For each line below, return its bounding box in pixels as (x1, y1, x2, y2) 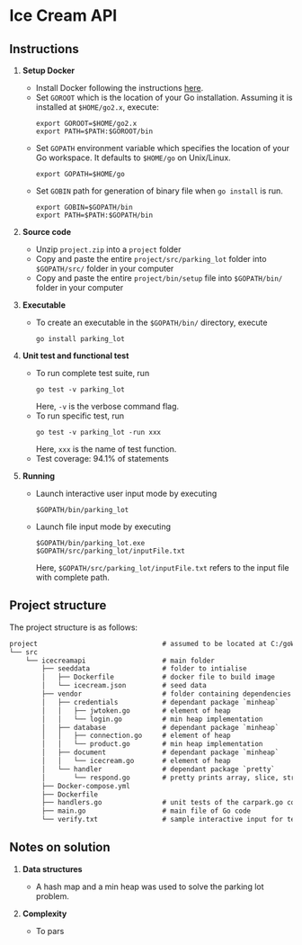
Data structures (22, 863, 83, 874)
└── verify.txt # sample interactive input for (41, 815, 283, 824)
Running (22, 471, 56, 481)
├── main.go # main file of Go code (41, 806, 252, 815)
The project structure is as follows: (9, 622, 138, 633)
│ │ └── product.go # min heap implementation (41, 740, 263, 749)
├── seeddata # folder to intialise (41, 664, 247, 673)
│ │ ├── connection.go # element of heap (41, 731, 231, 741)
